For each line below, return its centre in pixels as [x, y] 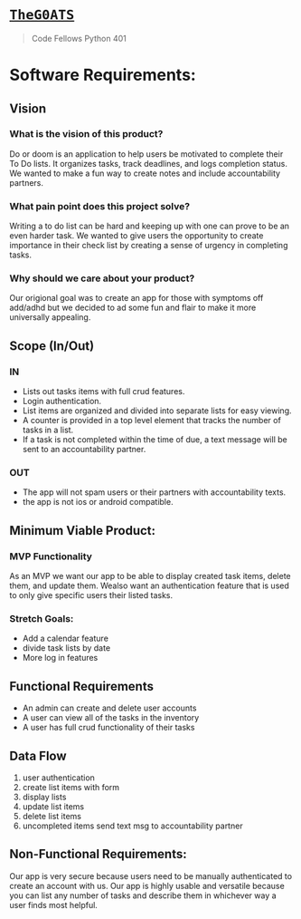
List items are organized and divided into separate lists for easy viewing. [157, 411]
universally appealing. [50, 317]
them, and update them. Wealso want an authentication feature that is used [149, 585]
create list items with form [71, 787]
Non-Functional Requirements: [98, 854]
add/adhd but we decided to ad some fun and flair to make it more [133, 308]
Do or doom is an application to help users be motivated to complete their [146, 154]
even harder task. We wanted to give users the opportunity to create [136, 236]
